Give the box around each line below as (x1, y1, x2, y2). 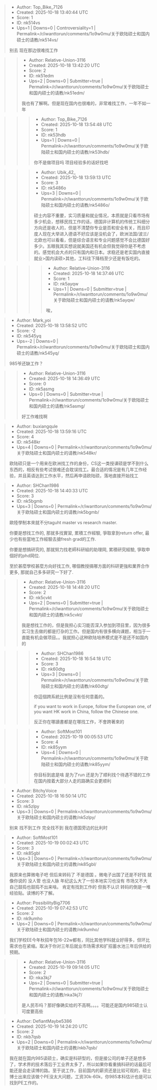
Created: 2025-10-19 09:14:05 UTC (28, 964, 100, 970)
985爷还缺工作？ (9, 360, 44, 366)
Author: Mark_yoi (16, 317, 51, 323)
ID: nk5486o (41, 185, 67, 191)
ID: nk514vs (16, 20, 40, 25)
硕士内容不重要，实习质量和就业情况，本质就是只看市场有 (33, 213, 150, 218)
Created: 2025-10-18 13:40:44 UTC (16, 9, 88, 15)
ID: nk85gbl (16, 850, 40, 856)
